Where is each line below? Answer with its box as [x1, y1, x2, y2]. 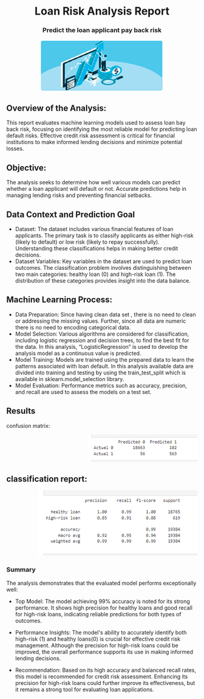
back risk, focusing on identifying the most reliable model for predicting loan [6, 126, 197, 133]
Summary [6, 565, 36, 574]
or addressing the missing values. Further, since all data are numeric [15, 317, 186, 325]
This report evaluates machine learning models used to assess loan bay [6, 119, 186, 126]
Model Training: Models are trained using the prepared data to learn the [15, 356, 194, 363]
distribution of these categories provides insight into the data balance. [15, 277, 191, 284]
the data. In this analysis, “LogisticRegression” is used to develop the [15, 343, 188, 350]
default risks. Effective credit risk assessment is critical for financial [6, 132, 175, 139]
